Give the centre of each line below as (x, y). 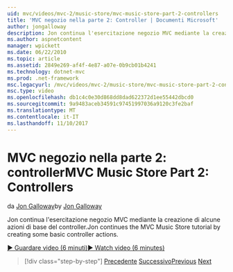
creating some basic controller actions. (63, 235)
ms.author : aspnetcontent (44, 40)
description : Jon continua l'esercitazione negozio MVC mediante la (108, 33)
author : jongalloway (37, 26)
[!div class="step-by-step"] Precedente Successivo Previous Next (118, 262)
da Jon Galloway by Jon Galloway (55, 206)
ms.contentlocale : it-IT (43, 117)
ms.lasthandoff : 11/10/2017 (48, 123)
